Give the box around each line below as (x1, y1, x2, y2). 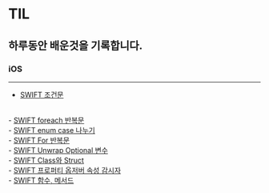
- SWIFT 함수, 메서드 (8, 175, 74, 185)
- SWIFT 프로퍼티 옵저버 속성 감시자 (8, 165, 122, 175)
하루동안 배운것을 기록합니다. (8, 38, 143, 52)
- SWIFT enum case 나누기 (8, 125, 96, 135)
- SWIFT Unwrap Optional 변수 (8, 145, 108, 155)
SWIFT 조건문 (19, 90, 64, 99)
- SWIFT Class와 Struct (8, 155, 84, 165)
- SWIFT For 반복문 (8, 135, 70, 145)
